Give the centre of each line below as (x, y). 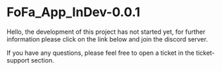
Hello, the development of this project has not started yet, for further (106, 32)
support (18, 60)
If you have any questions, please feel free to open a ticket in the (100, 53)
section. (42, 60)
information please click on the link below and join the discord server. (107, 39)
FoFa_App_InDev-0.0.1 (73, 12)
